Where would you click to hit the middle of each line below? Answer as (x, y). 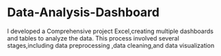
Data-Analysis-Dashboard (83, 12)
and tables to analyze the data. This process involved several (93, 38)
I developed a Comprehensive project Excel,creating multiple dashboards (110, 31)
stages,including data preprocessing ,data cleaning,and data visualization (111, 45)
